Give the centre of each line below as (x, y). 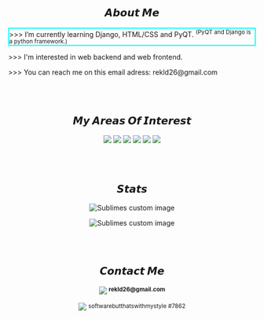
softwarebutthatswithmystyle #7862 (137, 306)
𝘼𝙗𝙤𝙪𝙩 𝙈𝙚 (132, 13)
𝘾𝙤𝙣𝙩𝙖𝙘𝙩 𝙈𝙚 (132, 271)
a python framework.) (38, 42)
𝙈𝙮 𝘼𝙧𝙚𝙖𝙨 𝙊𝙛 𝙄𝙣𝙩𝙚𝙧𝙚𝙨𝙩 (132, 121)
